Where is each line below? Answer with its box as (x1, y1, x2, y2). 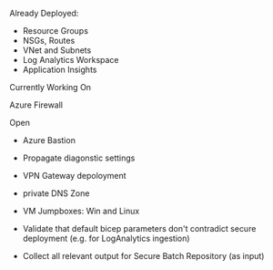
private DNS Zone (22, 188, 90, 199)
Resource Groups (22, 26, 89, 36)
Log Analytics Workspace (22, 55, 120, 65)
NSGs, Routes (22, 36, 76, 46)
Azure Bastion (22, 135, 76, 145)
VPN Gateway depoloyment (22, 171, 126, 181)
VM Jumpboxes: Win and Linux (22, 205, 140, 216)
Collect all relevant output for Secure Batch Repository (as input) (22, 251, 265, 261)
